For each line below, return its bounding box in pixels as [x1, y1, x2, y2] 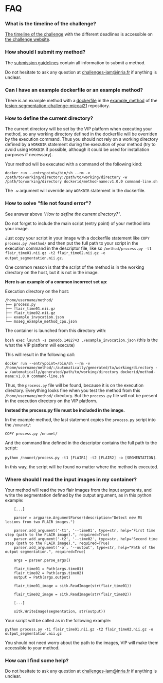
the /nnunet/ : [5, 422, 32, 427]
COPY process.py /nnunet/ [5, 431, 57, 436]
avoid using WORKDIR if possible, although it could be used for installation [5, 147, 149, 152]
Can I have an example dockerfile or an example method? [5, 86, 144, 93]
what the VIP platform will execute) [5, 342, 75, 348]
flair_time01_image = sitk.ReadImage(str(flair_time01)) [14, 583, 132, 588]
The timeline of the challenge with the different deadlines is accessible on [5, 31, 153, 37]
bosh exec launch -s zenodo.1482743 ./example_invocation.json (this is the [5, 337, 158, 343]
